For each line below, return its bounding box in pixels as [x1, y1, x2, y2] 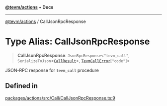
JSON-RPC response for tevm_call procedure [5, 67, 99, 73]
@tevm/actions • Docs [5, 4, 54, 10]
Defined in [5, 82, 38, 90]
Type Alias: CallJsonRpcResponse [5, 36, 150, 47]
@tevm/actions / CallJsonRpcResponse [5, 18, 86, 24]
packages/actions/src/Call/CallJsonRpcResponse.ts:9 [5, 95, 115, 101]
